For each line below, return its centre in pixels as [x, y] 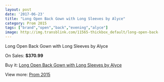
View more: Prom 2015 [28, 74]
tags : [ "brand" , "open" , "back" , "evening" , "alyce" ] [57, 28]
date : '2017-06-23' [25, 14]
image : [12, 32]
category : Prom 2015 [26, 23]
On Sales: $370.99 [24, 56]
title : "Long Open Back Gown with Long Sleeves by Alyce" [65, 19]
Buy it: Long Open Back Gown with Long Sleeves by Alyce [63, 65]
